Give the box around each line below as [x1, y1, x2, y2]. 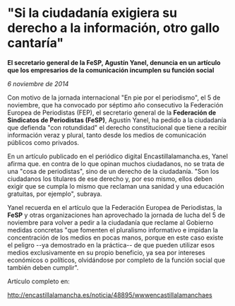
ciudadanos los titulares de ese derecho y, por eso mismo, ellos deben [7, 175, 213, 183]
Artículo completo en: [7, 277, 71, 286]
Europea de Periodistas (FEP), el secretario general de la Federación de [7, 108, 217, 117]
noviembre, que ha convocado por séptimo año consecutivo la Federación [7, 100, 224, 109]
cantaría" [7, 35, 64, 51]
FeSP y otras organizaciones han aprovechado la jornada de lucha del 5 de [7, 211, 226, 219]
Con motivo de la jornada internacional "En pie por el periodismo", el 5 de [7, 93, 221, 102]
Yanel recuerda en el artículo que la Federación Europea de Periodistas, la [7, 203, 222, 211]
